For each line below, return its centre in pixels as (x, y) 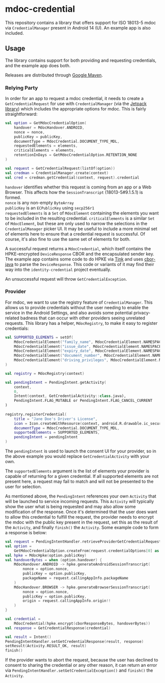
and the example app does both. (38, 65)
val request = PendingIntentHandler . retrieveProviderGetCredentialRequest (83, 542)
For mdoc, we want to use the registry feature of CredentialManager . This (79, 302)
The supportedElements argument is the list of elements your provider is (77, 471)
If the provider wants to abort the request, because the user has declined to (82, 660)
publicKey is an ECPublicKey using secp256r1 (50, 208)
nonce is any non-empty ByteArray (40, 203)
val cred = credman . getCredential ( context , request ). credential (72, 178)
